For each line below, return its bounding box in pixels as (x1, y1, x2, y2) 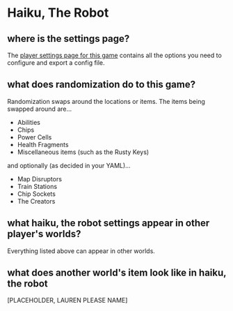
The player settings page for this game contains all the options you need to (7, 51, 223, 59)
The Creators (17, 197, 56, 205)
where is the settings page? (7, 33, 130, 45)
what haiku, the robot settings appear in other (7, 218, 210, 229)
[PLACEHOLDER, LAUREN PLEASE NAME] (7, 296, 128, 305)
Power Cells (17, 132, 52, 141)
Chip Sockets (17, 190, 56, 198)
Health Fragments (17, 140, 69, 149)
